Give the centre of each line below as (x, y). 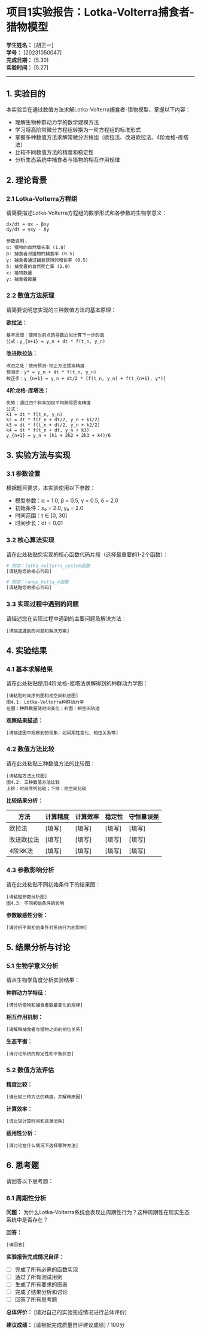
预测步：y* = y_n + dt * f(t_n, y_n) (51, 372)
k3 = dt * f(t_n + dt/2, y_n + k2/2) (53, 425)
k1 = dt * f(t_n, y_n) (34, 414)
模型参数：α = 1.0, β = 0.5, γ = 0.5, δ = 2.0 (66, 500)
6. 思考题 (23, 1165)
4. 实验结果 (27, 651)
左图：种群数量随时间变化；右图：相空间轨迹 (53, 709)
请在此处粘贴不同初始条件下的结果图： (53, 884)
